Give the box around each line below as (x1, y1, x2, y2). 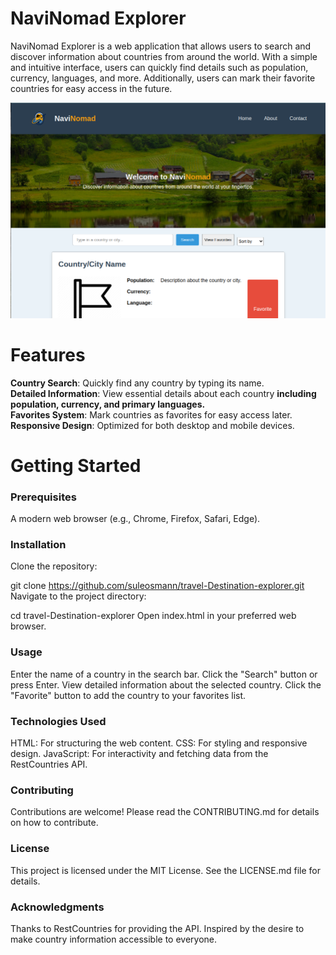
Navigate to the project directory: (10, 590, 147, 602)
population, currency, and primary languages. (10, 398, 206, 410)
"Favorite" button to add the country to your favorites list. (10, 689, 247, 701)
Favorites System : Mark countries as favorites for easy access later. (10, 408, 293, 421)
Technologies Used (10, 714, 107, 728)
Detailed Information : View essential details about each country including (10, 387, 317, 399)
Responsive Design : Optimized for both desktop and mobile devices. (10, 419, 295, 431)
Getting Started (10, 454, 142, 477)
